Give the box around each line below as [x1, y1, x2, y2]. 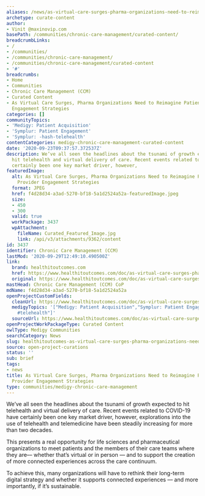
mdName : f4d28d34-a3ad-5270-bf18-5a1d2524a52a [6, 287, 127, 293]
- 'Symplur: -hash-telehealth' [6, 134, 86, 140]
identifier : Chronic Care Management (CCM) [6, 247, 119, 253]
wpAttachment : [12, 225, 48, 231]
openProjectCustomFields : [6, 293, 72, 299]
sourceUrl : [12, 316, 40, 322]
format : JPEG [12, 185, 45, 191]
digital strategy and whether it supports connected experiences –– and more [6, 476, 198, 483]
